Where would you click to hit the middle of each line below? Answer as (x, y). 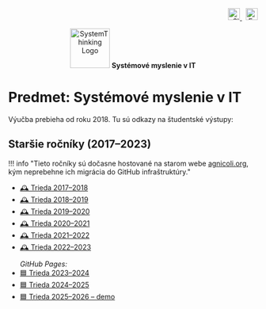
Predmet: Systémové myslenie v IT (125, 97)
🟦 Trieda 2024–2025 (54, 284)
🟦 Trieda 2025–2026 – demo (67, 296)
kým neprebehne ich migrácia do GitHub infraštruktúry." (100, 172)
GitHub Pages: (43, 264)
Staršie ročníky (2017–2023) (80, 145)
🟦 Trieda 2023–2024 (54, 273)
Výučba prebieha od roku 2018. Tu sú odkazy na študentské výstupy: (121, 119)
